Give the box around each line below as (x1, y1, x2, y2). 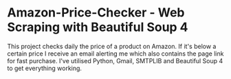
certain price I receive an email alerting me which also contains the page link (7, 49, 224, 58)
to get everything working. (7, 64, 82, 72)
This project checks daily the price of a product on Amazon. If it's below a (7, 42, 217, 50)
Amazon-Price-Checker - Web (7, 5, 185, 21)
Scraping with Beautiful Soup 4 (7, 19, 188, 35)
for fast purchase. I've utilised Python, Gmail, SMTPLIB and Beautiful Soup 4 (7, 56, 223, 65)
